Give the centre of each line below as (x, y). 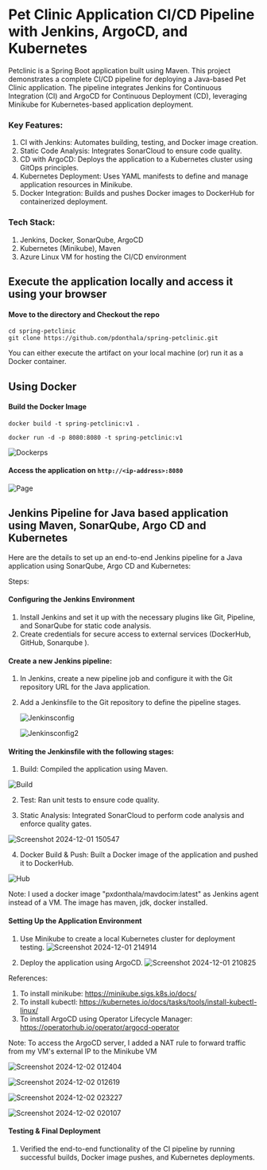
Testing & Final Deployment (54, 1131)
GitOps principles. (49, 168)
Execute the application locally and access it (121, 282)
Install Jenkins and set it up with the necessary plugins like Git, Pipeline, (137, 617)
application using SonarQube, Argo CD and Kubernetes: (100, 565)
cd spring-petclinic (43, 331)
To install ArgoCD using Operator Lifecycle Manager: (106, 1019)
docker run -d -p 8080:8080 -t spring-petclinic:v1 (95, 437)
